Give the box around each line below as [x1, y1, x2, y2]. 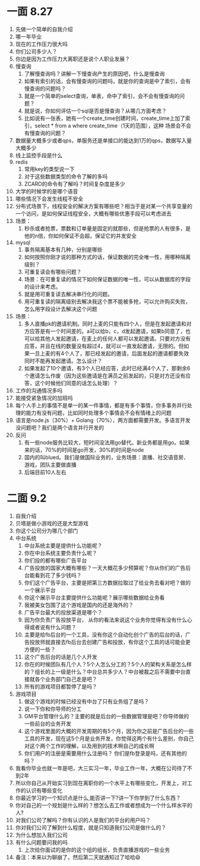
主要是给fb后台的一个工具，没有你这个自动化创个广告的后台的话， [24, 631, 186, 638]
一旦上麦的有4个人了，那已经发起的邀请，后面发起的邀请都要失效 [29, 350, 189, 357]
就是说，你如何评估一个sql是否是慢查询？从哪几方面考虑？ [24, 107, 167, 114]
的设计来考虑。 [24, 283, 61, 290]
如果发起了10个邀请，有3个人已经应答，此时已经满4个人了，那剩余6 [24, 364, 191, 372]
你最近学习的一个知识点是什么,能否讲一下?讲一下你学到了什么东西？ [15, 794, 181, 801]
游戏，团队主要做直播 [24, 461, 77, 468]
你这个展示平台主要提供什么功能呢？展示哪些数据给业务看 [24, 594, 165, 601]
